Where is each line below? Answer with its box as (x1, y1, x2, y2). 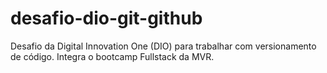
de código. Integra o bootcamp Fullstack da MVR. (10, 50, 215, 62)
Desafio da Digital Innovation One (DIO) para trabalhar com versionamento (10, 40, 317, 52)
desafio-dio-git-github (10, 7, 203, 30)
